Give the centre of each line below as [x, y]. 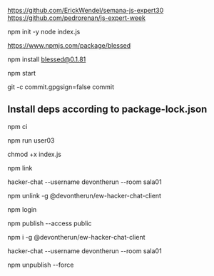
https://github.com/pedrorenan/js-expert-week [77, 18]
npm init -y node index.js [44, 32]
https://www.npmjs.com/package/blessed [69, 45]
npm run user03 [31, 140]
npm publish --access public [50, 223]
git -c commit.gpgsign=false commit [61, 87]
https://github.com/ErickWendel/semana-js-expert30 [86, 10]
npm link [20, 168]
